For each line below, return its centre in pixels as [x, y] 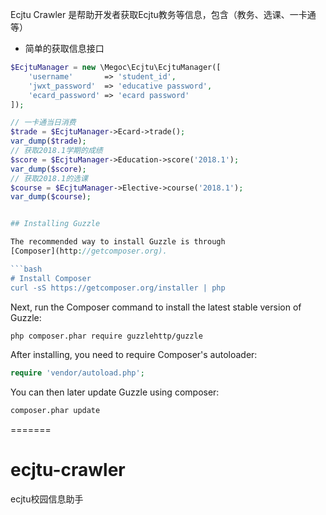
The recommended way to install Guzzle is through [118, 242]
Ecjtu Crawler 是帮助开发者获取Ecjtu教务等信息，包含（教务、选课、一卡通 [163, 14]
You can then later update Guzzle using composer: [115, 392]
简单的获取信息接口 [64, 48]
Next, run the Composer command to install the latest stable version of [156, 307]
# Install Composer [51, 278]
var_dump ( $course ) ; [51, 197]
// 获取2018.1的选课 [49, 178]
